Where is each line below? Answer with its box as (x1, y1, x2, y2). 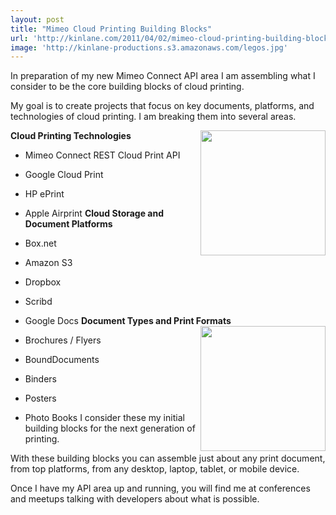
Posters (24, 392, 57, 405)
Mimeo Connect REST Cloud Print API (24, 149, 181, 161)
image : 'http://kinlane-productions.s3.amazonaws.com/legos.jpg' (10, 42, 288, 53)
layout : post (10, 14, 65, 25)
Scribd (24, 296, 53, 308)
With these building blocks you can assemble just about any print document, (10, 452, 326, 465)
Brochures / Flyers (24, 334, 102, 346)
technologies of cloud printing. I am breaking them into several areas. (10, 111, 297, 123)
